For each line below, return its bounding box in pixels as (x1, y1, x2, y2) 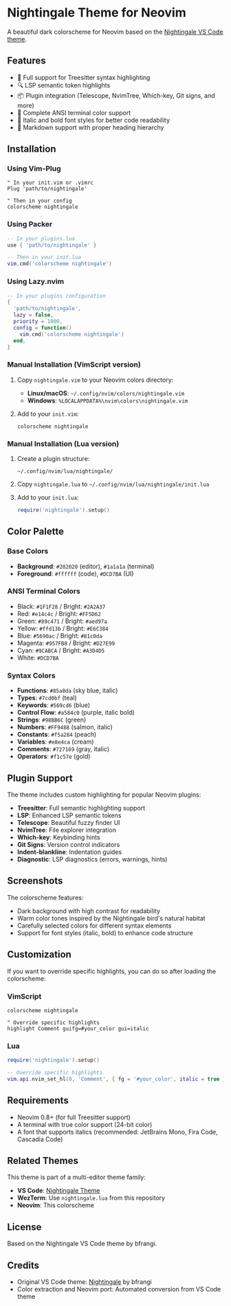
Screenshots (7, 875, 63, 887)
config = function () (13, 324, 72, 331)
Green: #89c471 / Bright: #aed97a (16, 617, 108, 625)
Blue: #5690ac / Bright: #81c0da (16, 631, 103, 640)
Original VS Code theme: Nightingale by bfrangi (16, 1278, 153, 1286)
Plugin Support (7, 772, 74, 784)
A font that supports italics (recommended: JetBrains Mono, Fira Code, (16, 1128, 218, 1136)
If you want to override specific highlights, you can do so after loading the (7, 967, 217, 975)
